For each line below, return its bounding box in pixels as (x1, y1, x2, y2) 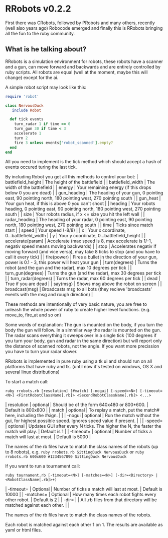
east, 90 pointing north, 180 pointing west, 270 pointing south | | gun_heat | (5, 195, 161, 201)
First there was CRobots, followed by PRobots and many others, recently (5, 20, 155, 26)
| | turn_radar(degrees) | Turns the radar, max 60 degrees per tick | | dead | (5, 276, 160, 282)
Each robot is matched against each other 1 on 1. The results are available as (5, 522, 163, 528)
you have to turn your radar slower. (5, 349, 78, 355)
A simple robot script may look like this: (5, 84, 87, 90)
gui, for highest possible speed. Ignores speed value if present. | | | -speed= (5, 418, 163, 424)
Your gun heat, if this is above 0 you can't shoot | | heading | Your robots (5, 200, 155, 207)
